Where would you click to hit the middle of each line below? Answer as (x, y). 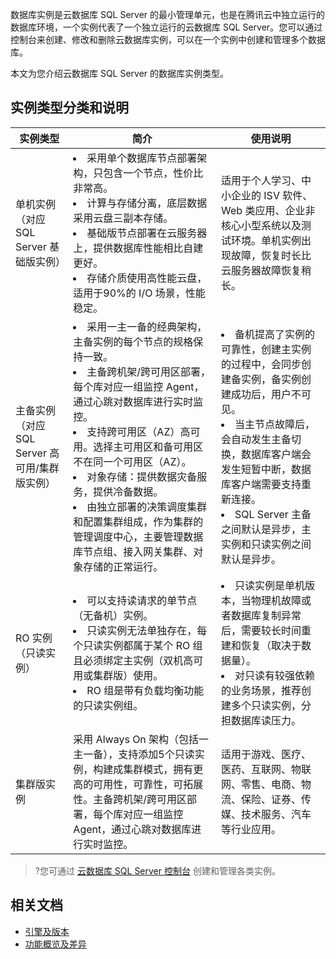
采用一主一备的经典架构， (147, 326)
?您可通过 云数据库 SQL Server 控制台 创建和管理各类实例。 (157, 870)
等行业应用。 (251, 829)
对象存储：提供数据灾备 (142, 476)
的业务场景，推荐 (261, 690)
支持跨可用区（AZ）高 (138, 431)
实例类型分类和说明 (69, 108)
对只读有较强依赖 (275, 675)
